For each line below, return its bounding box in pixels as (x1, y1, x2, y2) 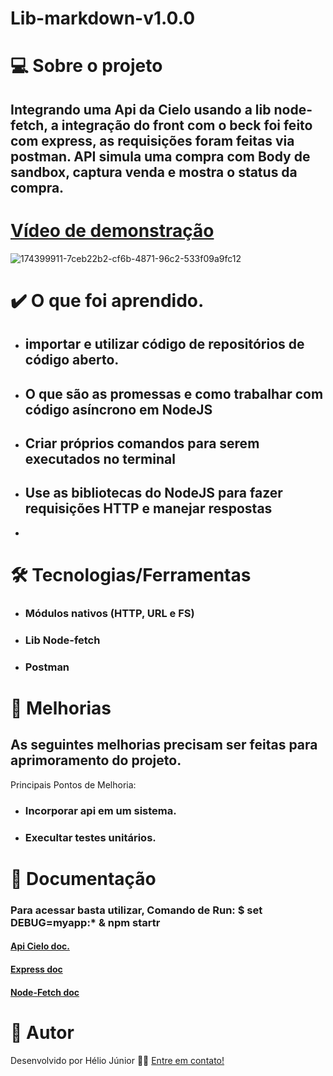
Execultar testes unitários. (24, 830, 157, 844)
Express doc (10, 963, 63, 975)
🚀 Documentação (10, 867, 157, 890)
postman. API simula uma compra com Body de (10, 148, 311, 165)
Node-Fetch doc (10, 986, 80, 998)
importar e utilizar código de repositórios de (24, 336, 305, 353)
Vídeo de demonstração (10, 219, 215, 242)
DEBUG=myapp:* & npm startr (10, 915, 161, 929)
